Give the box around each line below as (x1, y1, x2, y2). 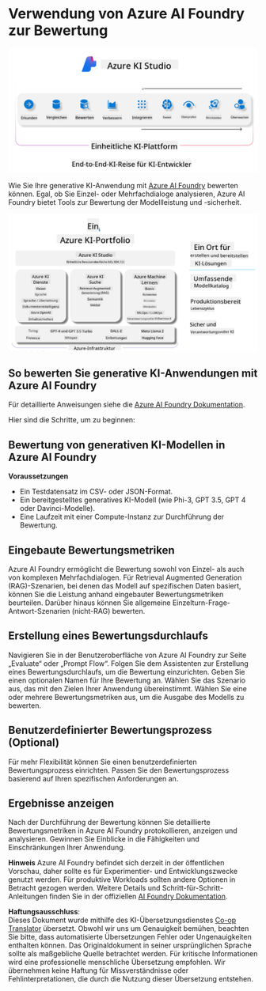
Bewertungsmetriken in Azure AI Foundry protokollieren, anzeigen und (8, 826, 237, 835)
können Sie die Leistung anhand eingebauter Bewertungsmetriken (8, 589, 224, 599)
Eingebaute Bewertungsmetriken (8, 543, 175, 557)
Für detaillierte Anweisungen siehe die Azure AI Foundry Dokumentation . (8, 400, 245, 410)
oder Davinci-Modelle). (19, 504, 95, 513)
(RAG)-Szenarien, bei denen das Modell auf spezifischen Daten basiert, (8, 581, 241, 590)
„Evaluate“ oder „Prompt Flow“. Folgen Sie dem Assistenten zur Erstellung (8, 658, 249, 668)
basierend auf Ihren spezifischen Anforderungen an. (8, 774, 179, 783)
